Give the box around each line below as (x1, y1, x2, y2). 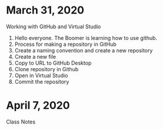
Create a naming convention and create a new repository (14, 46, 153, 54)
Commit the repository (14, 78, 69, 85)
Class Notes (6, 118, 36, 125)
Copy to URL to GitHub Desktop (14, 59, 92, 66)
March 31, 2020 (6, 4, 84, 17)
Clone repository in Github (14, 65, 79, 72)
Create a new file (14, 53, 56, 60)
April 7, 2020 (6, 99, 70, 112)
